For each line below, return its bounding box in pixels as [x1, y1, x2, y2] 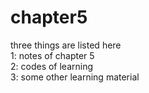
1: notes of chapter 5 [10, 49, 95, 61]
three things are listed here [10, 39, 122, 51]
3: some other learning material [10, 71, 140, 83]
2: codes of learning [10, 60, 94, 72]
